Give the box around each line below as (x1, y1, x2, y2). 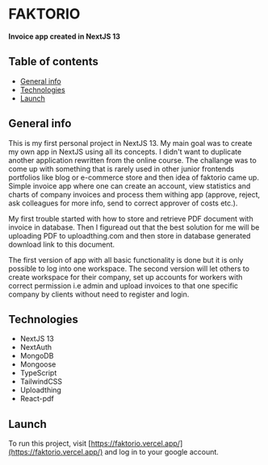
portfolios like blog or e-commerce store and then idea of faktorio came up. (8, 172, 260, 182)
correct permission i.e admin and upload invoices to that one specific (8, 280, 239, 290)
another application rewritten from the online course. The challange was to (8, 155, 257, 165)
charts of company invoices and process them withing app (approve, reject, (8, 189, 261, 199)
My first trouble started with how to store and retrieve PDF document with (8, 214, 253, 223)
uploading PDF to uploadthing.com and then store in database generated (8, 230, 251, 240)
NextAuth (19, 343, 52, 352)
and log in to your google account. (104, 447, 220, 457)
